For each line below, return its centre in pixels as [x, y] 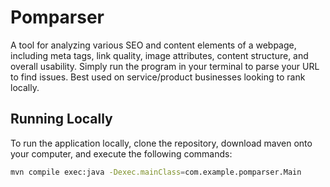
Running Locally [61, 119]
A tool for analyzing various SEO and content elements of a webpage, [153, 45]
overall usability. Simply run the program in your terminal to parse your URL [165, 66]
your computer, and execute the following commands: [121, 153]
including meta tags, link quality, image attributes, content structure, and [159, 55]
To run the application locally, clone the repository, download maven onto [161, 143]
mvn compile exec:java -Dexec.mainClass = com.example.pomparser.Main [156, 172]
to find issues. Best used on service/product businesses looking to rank [158, 77]
